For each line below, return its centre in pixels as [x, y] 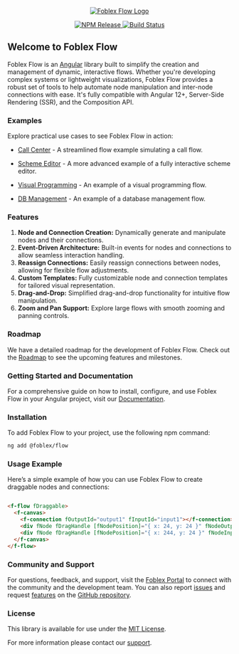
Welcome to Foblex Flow [63, 47]
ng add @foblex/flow [38, 446]
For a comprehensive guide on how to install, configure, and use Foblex [112, 391]
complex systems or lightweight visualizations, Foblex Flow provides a [110, 79]
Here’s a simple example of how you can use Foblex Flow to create [105, 480]
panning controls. [43, 316]
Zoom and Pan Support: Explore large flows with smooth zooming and [121, 308]
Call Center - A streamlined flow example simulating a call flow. [110, 150]
